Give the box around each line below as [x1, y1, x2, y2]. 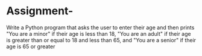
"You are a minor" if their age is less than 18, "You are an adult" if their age [6, 30, 191, 37]
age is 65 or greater [6, 43, 55, 50]
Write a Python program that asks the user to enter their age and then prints [6, 24, 195, 31]
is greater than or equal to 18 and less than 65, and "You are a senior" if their [6, 36, 197, 43]
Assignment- [6, 4, 74, 18]
